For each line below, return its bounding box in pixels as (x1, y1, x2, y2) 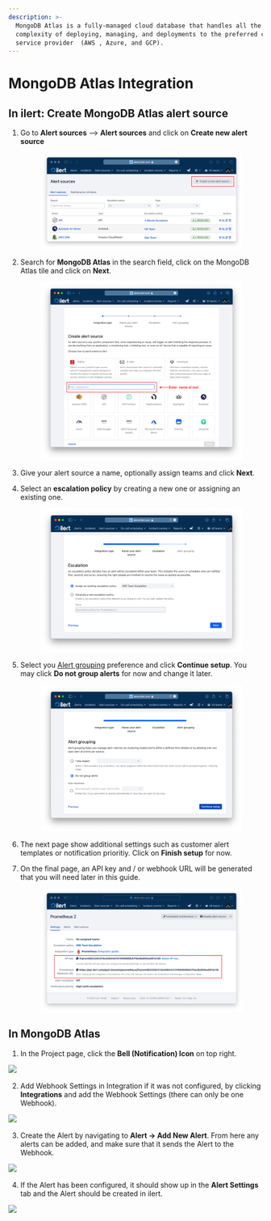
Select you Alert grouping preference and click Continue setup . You (19, 660, 248, 670)
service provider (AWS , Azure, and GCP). (15, 39, 164, 47)
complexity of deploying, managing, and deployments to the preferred (15, 30, 258, 38)
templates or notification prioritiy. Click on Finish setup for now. (19, 847, 232, 857)
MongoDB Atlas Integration (8, 74, 194, 93)
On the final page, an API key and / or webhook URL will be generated (19, 864, 252, 873)
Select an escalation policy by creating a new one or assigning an (19, 484, 240, 493)
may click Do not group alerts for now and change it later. (19, 669, 213, 678)
